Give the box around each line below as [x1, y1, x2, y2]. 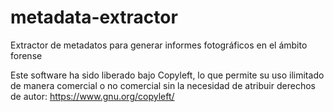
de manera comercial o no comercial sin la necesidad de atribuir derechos [10, 79, 316, 91]
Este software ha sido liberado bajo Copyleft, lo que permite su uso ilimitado [10, 69, 325, 81]
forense [10, 49, 43, 61]
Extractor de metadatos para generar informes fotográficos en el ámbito [10, 39, 308, 51]
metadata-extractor [10, 6, 178, 29]
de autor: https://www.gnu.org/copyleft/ [10, 90, 175, 102]
